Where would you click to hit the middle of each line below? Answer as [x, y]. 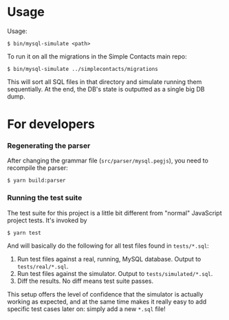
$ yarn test [24, 233]
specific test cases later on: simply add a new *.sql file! [87, 309]
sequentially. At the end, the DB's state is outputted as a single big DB [106, 89]
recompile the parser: [37, 168]
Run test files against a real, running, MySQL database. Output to [109, 259]
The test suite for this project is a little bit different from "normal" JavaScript [115, 213]
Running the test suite [45, 198]
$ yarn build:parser [37, 181]
